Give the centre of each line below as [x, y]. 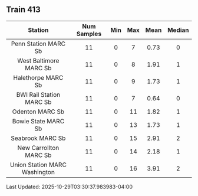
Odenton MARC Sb [38, 112]
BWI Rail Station [38, 94]
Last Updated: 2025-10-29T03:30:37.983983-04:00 [69, 187]
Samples [89, 34]
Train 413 [24, 10]
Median [178, 30]
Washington [38, 172]
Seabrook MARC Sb [38, 138]
